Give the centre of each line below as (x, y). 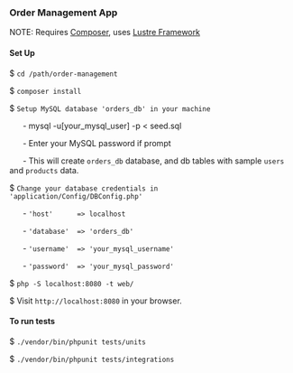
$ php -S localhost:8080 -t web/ (72, 283)
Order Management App (64, 13)
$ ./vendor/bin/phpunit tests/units (78, 341)
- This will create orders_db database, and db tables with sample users (153, 161)
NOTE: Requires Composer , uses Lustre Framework (105, 33)
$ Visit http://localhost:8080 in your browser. (96, 301)
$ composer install (46, 90)
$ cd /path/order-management (64, 73)
